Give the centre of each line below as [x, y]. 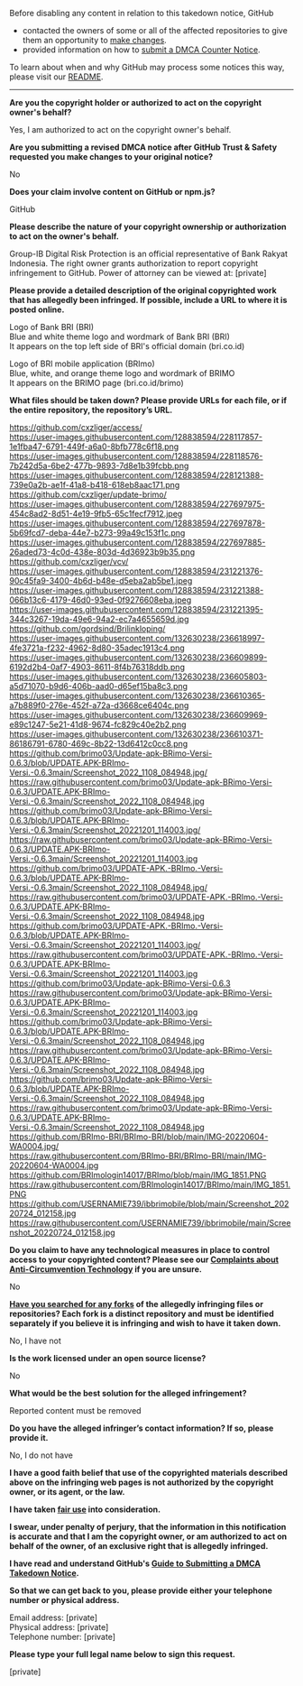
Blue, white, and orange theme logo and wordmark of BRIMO [122, 373]
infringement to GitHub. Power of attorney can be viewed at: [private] [138, 273]
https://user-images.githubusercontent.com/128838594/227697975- [138, 504]
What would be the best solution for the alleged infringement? [128, 1393]
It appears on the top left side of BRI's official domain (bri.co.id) [127, 346]
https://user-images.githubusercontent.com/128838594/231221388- [137, 590]
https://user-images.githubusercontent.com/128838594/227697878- [138, 523]
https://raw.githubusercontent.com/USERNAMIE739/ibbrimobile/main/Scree [150, 1223]
